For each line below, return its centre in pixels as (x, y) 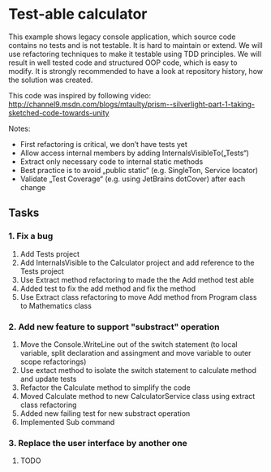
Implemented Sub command (67, 422)
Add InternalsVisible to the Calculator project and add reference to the (137, 262)
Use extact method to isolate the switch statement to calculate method (138, 370)
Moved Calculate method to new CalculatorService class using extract (138, 396)
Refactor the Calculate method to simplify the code (105, 388)
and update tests (48, 379)
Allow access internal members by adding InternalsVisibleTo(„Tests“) (135, 153)
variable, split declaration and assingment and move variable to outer (135, 353)
